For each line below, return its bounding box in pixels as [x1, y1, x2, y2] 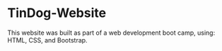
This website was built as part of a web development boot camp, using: [7, 28, 216, 37]
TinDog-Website [7, 5, 107, 21]
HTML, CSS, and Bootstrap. [7, 35, 88, 44]
